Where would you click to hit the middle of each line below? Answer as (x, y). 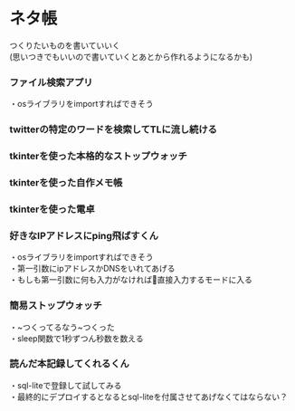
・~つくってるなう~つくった (62, 327)
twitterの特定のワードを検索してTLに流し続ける (113, 129)
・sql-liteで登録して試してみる (66, 385)
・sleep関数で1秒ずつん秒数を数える (76, 338)
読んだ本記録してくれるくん (69, 364)
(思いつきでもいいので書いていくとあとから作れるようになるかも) (131, 56)
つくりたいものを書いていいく (65, 45)
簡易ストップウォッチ (56, 306)
